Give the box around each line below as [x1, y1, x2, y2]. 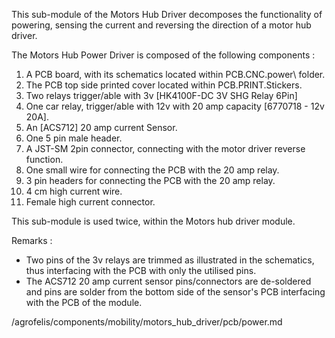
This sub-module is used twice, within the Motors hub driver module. [11, 215, 296, 227]
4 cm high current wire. [25, 185, 123, 197]
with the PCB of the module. [25, 297, 143, 308]
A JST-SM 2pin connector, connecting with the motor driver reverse [25, 143, 306, 154]
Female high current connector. [25, 196, 156, 208]
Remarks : [11, 235, 53, 246]
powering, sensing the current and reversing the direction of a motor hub [11, 19, 312, 31]
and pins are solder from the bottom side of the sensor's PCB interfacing [25, 286, 326, 298]
